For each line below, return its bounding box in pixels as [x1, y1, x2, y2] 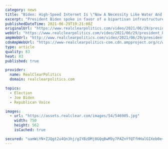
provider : [5, 67, 26, 72]
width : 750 [14, 118, 37, 123]
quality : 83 [5, 49, 30, 54]
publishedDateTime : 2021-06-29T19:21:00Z [5, 21, 93, 26]
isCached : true [14, 127, 46, 132]
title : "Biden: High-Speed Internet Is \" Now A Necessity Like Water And [5, 12, 162, 17]
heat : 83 [5, 53, 23, 59]
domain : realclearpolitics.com [9, 77, 75, 82]
